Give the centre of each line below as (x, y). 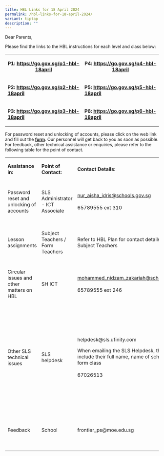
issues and (20, 278)
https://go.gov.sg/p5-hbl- (125, 87)
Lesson (16, 239)
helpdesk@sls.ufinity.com (107, 340)
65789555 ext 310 (100, 208)
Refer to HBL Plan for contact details (119, 239)
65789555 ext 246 (100, 290)
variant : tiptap (21, 19)
